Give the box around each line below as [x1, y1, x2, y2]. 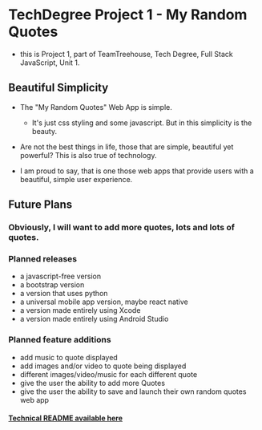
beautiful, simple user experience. [19, 174, 133, 184]
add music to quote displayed [19, 352, 118, 362]
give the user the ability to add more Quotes [19, 378, 166, 387]
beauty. [31, 126, 58, 136]
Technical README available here [8, 413, 123, 423]
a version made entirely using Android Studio [19, 314, 169, 324]
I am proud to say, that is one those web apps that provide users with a [19, 166, 254, 176]
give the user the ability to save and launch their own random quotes [19, 387, 247, 396]
